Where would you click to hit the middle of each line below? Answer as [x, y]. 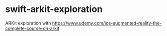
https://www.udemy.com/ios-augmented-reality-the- [107, 23]
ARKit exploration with [28, 23]
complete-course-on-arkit [32, 28]
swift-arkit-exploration [54, 9]
